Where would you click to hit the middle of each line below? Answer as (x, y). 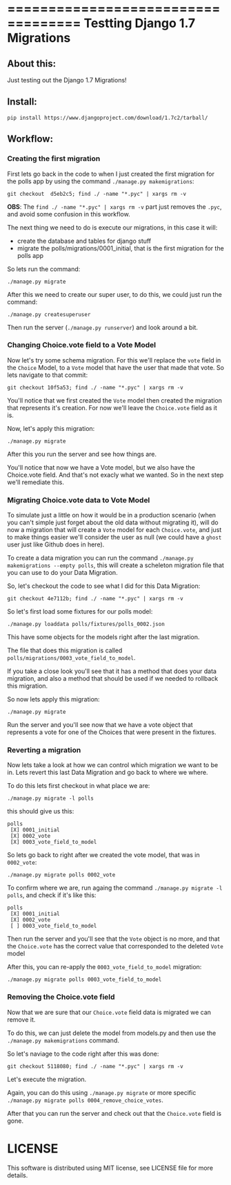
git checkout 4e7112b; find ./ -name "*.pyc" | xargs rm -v (96, 599)
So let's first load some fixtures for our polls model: (80, 612)
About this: (32, 63)
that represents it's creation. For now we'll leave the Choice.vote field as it (112, 407)
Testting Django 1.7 (140, 23)
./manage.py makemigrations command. (63, 1040)
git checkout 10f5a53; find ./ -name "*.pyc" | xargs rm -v (96, 387)
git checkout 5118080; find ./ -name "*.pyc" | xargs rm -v (96, 1066)
